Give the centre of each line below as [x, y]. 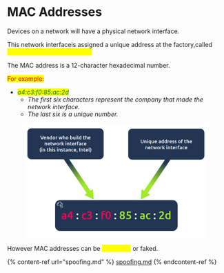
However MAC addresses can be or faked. [83, 249]
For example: [26, 78]
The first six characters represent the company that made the [115, 99]
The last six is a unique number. [73, 114]
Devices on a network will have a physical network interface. [93, 31]
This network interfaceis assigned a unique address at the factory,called [110, 44]
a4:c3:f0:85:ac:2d [43, 92]
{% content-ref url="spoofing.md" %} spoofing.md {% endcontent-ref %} [112, 262]
